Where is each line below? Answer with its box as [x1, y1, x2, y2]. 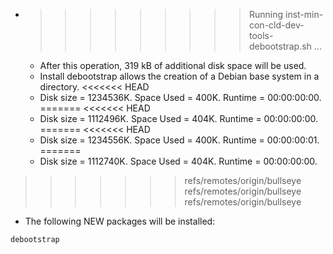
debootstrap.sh [248, 40, 312, 52]
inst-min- [284, 9, 324, 20]
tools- [248, 30, 274, 41]
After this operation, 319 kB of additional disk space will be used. [39, 60, 307, 71]
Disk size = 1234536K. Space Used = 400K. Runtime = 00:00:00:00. [39, 92, 322, 103]
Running [248, 9, 284, 20]
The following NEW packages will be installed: [24, 215, 216, 227]
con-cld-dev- [248, 19, 305, 31]
